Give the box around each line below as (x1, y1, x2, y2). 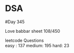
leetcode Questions (5, 37, 44, 43)
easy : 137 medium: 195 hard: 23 (5, 42, 69, 48)
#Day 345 (5, 19, 25, 25)
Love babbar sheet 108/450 (5, 28, 60, 34)
